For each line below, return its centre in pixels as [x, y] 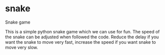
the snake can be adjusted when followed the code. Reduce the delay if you [82, 37]
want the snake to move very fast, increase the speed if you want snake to [81, 42]
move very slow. [22, 47]
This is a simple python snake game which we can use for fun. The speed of [82, 31]
